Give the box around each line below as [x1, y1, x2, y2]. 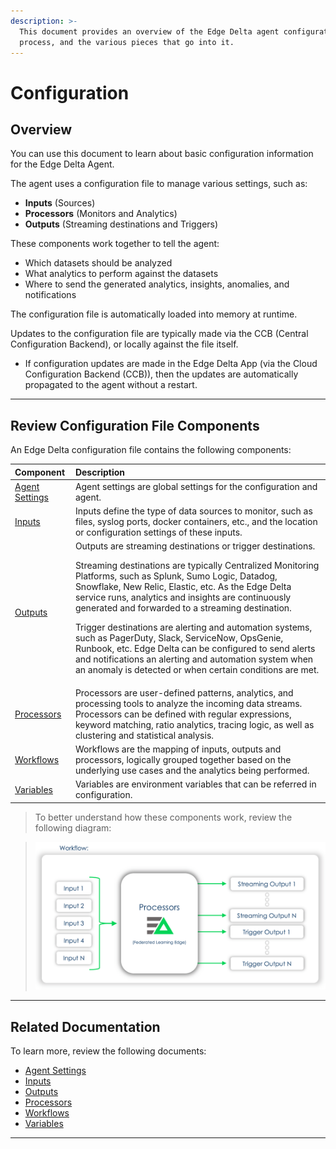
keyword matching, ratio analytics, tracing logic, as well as [74, 718, 315, 730]
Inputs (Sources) [24, 197, 96, 209]
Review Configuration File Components [10, 417, 260, 434]
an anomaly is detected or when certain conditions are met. [74, 664, 320, 676]
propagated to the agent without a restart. [24, 379, 198, 391]
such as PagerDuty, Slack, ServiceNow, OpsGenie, [74, 632, 284, 644]
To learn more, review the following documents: [10, 1045, 207, 1057]
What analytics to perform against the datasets [24, 268, 219, 280]
